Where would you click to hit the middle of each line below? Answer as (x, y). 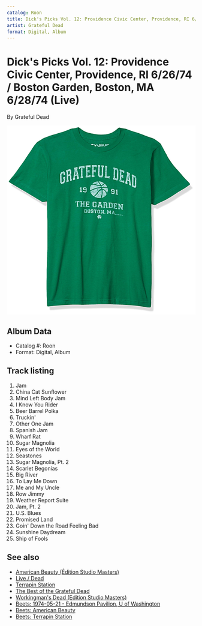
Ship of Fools (32, 538)
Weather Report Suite (42, 500)
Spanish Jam (31, 430)
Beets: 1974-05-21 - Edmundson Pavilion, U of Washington (88, 604)
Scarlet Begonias (37, 468)
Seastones (28, 456)
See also (23, 557)
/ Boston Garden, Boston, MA (81, 88)
